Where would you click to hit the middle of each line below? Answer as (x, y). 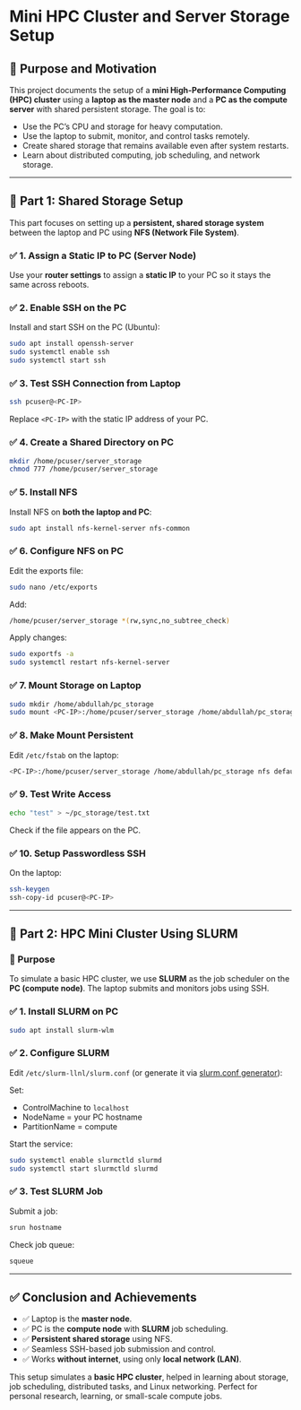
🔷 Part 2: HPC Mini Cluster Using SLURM (124, 934)
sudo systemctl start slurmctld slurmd (84, 1168)
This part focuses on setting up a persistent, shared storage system (137, 222)
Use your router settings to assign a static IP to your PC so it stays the (140, 275)
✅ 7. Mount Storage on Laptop (75, 686)
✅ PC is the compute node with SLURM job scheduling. (125, 1329)
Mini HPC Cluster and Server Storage (150, 17)
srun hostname (36, 1227)
